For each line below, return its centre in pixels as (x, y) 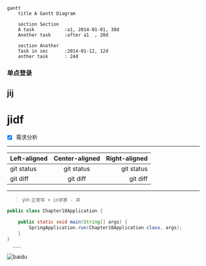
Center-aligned (77, 159)
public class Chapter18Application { (55, 211)
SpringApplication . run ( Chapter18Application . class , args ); (106, 228)
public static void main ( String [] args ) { (73, 222)
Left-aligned (29, 159)
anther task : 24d (48, 56)
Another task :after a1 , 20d (63, 35)
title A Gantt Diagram (47, 13)
